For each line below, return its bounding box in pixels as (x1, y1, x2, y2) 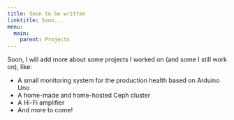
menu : (7, 23, 23, 30)
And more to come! (17, 106, 73, 114)
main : (13, 29, 30, 37)
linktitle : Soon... (7, 17, 64, 24)
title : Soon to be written (7, 10, 86, 17)
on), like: (7, 63, 33, 71)
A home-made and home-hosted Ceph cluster (17, 91, 151, 100)
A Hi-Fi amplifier (17, 98, 65, 107)
